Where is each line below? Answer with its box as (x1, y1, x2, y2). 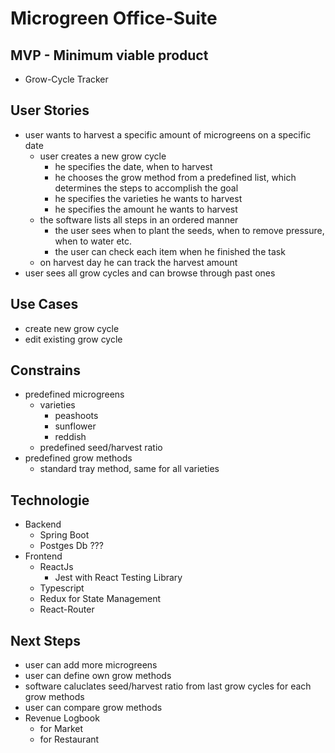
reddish (54, 431, 87, 443)
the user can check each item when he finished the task (54, 245, 286, 257)
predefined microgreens (24, 388, 125, 401)
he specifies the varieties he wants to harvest (54, 192, 243, 204)
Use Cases (10, 296, 79, 313)
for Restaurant (39, 733, 100, 746)
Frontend (24, 550, 63, 562)
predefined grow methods (24, 452, 133, 464)
